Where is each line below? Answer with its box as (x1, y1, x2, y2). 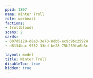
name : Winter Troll (5, 12, 45, 17)
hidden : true (5, 66, 32, 71)
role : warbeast (5, 16, 36, 21)
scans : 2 (5, 30, 23, 35)
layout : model (5, 52, 34, 57)
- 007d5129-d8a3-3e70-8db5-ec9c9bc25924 (5, 39, 89, 44)
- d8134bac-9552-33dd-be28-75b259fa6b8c (5, 43, 89, 48)
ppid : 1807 (5, 7, 27, 12)
